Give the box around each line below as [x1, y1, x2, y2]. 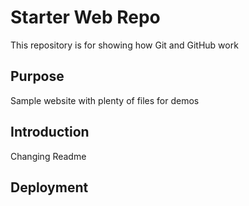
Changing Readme [10, 150, 87, 162]
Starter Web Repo [10, 6, 161, 29]
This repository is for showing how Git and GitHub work [10, 39, 239, 51]
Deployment [10, 179, 89, 196]
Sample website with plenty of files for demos [10, 94, 200, 106]
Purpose [10, 68, 65, 85]
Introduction [10, 124, 90, 141]
